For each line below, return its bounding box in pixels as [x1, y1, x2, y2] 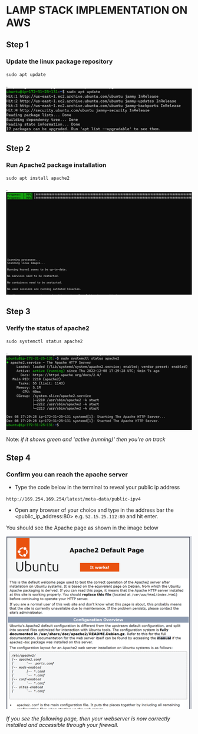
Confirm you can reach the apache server [6, 470, 128, 479]
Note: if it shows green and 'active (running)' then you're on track [6, 436, 166, 443]
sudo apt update [6, 71, 46, 77]
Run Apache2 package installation [6, 160, 107, 169]
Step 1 [6, 40, 29, 50]
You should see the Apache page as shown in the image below [6, 524, 159, 531]
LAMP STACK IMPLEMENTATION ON [6, 4, 188, 17]
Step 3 [6, 306, 31, 316]
